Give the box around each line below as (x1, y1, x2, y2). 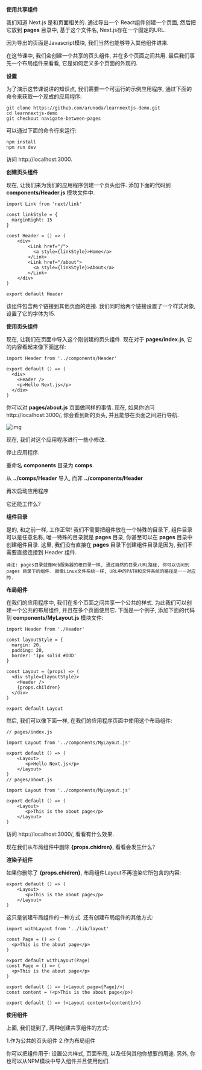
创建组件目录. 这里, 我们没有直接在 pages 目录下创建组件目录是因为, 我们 (6, 541, 188, 548)
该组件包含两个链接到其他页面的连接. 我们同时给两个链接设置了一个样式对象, (6, 303, 196, 309)
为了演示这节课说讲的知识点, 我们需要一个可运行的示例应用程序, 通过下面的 (6, 85, 192, 93)
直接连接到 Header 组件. (16, 549, 77, 556)
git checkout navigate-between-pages (6, 116, 101, 122)
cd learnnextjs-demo (6, 110, 58, 116)
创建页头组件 (6, 169, 38, 176)
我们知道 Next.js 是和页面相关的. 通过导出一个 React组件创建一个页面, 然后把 (6, 19, 197, 26)
